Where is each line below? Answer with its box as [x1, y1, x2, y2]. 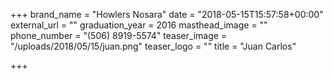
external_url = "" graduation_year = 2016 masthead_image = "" [10, 19, 268, 31]
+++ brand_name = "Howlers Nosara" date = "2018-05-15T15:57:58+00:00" [10, 9, 324, 20]
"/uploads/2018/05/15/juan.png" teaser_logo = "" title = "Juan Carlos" [10, 40, 297, 52]
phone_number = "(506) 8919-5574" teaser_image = [10, 30, 228, 41]
